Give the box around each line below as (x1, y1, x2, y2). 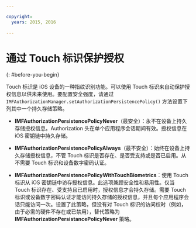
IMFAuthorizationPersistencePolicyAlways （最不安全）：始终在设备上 (14, 144, 185, 152)
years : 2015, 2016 (11, 19, 57, 25)
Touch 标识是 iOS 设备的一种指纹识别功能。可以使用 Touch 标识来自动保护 (6, 83, 185, 91)
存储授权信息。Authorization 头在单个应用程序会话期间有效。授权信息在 (14, 125, 187, 132)
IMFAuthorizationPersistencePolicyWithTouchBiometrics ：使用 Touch (14, 172, 188, 179)
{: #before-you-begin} (6, 71, 60, 78)
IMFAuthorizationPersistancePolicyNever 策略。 (14, 216, 135, 223)
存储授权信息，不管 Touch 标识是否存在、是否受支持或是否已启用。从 (19, 152, 187, 159)
